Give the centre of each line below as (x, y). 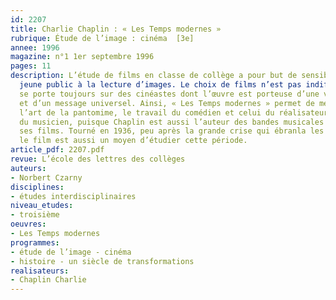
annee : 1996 (35, 47)
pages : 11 (31, 66)
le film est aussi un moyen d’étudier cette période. (133, 141)
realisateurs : (40, 271)
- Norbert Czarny (46, 177)
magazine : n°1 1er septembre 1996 (82, 57)
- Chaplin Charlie (48, 280)
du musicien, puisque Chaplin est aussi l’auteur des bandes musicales (172, 122)
